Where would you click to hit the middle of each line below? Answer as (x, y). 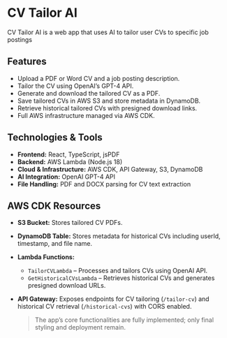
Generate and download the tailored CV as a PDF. (89, 93)
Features (27, 62)
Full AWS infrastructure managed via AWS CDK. (86, 115)
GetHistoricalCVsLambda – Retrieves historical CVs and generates (121, 278)
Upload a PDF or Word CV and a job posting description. (98, 78)
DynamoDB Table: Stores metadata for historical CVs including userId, (119, 236)
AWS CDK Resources (54, 206)
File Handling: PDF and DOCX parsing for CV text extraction (104, 184)
